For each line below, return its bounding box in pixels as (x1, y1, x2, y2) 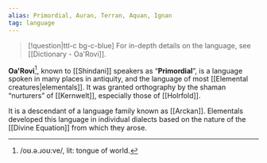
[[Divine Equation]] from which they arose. (8, 123, 147, 133)
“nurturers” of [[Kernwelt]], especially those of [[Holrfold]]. (8, 91, 201, 100)
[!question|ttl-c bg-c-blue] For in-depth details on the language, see (27, 40, 252, 50)
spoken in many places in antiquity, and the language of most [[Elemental (8, 74, 249, 84)
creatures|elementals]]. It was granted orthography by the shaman (8, 82, 226, 92)
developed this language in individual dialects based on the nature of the (8, 115, 246, 124)
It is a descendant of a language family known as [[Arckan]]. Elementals (8, 106, 244, 116)
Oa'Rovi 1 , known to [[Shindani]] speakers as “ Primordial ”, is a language (8, 64, 243, 75)
